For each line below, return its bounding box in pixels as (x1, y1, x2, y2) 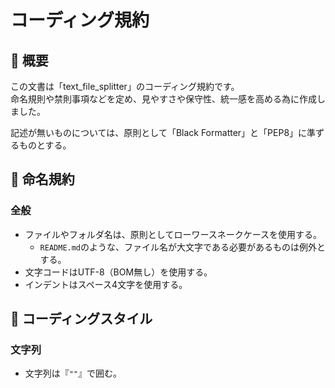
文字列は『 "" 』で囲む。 (24, 367, 123, 380)
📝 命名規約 (10, 171, 75, 188)
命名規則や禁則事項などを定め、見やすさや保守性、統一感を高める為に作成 (10, 93, 317, 105)
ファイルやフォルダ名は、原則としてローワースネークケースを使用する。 (24, 228, 322, 240)
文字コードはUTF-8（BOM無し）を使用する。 (24, 266, 213, 278)
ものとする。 (18, 139, 72, 151)
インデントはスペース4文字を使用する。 (24, 278, 188, 290)
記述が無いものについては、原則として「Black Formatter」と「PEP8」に (10, 127, 308, 138)
